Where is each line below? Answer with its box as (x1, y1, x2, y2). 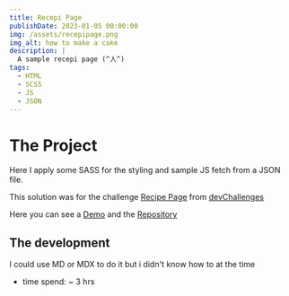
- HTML (17, 72, 42, 81)
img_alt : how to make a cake (9, 38, 118, 48)
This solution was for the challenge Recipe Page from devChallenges (9, 192, 265, 203)
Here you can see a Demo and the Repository (9, 209, 178, 220)
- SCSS (17, 80, 42, 89)
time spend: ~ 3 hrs (22, 276, 95, 287)
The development (9, 235, 110, 250)
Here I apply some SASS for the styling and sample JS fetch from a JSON (9, 165, 281, 176)
